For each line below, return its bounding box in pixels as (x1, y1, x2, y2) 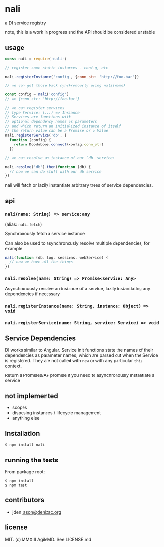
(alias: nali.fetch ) (5, 221, 42, 227)
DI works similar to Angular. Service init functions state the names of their (5, 347, 153, 353)
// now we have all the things (9, 259, 73, 264)
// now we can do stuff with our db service (9, 169, 102, 174)
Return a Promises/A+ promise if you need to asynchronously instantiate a (5, 372, 155, 378)
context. (5, 363, 22, 369)
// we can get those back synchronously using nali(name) (5, 83, 126, 88)
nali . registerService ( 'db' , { (5, 133, 67, 138)
